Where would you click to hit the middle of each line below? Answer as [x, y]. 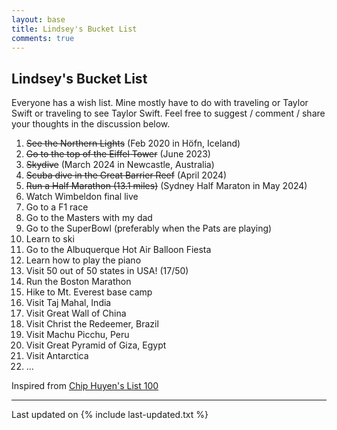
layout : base [38, 19]
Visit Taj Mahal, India [68, 303]
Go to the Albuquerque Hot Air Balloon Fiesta [118, 250]
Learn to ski [50, 239]
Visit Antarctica [57, 356]
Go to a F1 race [57, 207]
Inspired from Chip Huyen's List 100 [85, 386]
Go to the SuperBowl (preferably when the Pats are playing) [149, 228]
